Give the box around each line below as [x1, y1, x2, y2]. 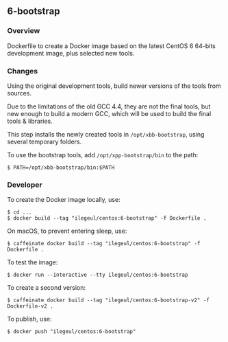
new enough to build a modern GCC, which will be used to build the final [7, 109, 212, 117]
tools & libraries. [7, 117, 53, 125]
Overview [7, 26, 40, 36]
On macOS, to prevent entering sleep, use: [7, 227, 127, 236]
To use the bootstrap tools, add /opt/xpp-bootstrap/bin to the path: [7, 150, 199, 159]
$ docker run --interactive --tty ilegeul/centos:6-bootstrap [7, 271, 188, 279]
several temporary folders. [7, 137, 82, 146]
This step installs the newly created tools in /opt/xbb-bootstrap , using [7, 130, 205, 138]
